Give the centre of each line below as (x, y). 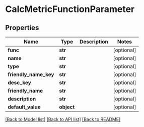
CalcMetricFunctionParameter (70, 9)
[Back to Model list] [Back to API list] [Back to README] (63, 119)
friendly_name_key (31, 74)
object (67, 107)
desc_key (19, 82)
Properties (22, 28)
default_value (24, 107)
